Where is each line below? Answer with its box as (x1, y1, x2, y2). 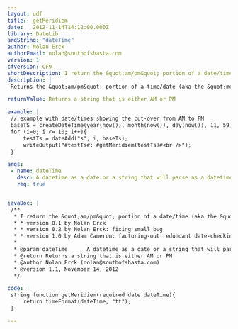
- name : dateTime (10, 167, 62, 174)
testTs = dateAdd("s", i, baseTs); (23, 135, 129, 142)
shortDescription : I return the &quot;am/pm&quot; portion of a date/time (7, 69, 233, 77)
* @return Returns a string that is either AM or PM (13, 252, 173, 260)
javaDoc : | (7, 199, 40, 206)
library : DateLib (7, 30, 59, 38)
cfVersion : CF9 (7, 63, 52, 70)
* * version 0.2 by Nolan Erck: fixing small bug (13, 226, 163, 233)
